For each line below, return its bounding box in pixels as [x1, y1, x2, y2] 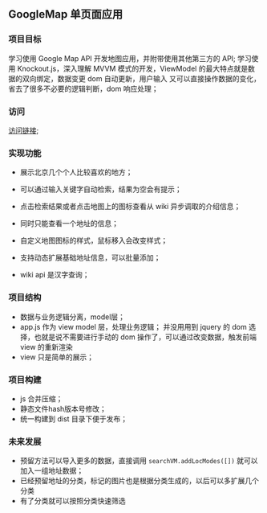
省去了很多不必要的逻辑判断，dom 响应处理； [8, 84, 159, 93]
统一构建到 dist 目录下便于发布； [19, 413, 128, 424]
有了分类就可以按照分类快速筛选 [19, 496, 126, 506]
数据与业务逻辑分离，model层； [19, 312, 126, 322]
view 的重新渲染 [19, 342, 74, 351]
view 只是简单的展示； [19, 352, 95, 362]
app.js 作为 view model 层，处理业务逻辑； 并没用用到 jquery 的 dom [19, 322, 247, 331]
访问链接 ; [8, 125, 39, 135]
